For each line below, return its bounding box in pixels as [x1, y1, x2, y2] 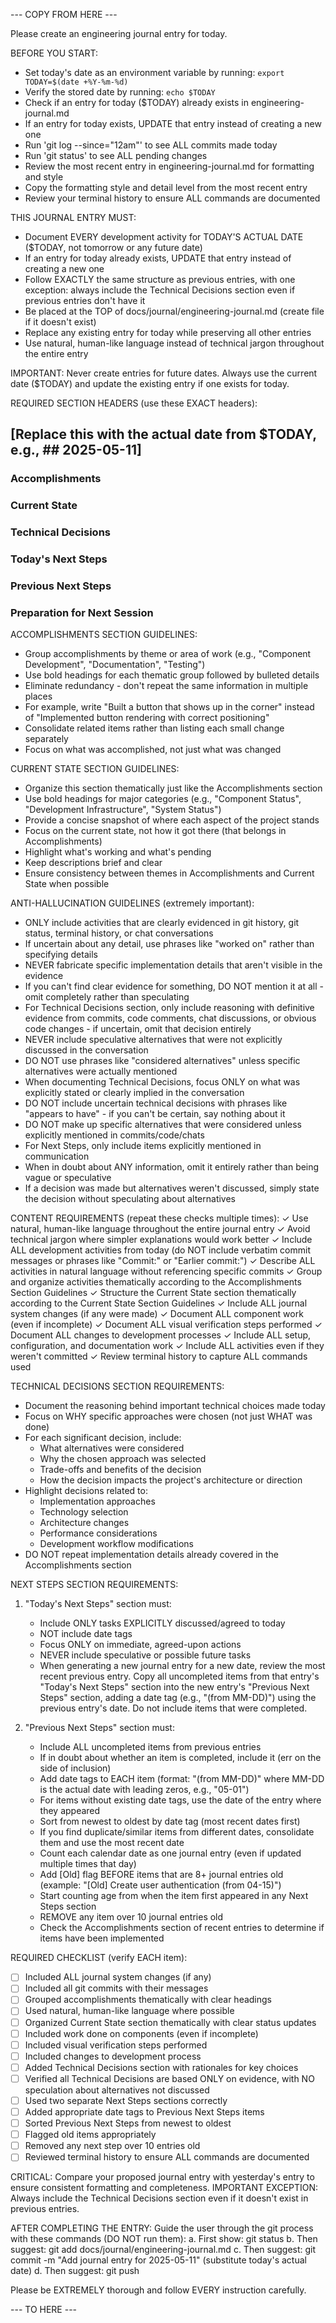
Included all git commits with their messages [24, 1982, 209, 1994]
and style [24, 171, 64, 183]
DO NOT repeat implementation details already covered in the [24, 1549, 279, 1561]
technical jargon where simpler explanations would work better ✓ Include [10, 1234, 313, 1246]
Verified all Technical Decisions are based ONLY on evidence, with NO [24, 2072, 315, 2084]
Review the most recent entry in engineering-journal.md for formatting [24, 160, 315, 172]
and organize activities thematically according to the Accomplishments [10, 1276, 302, 1288]
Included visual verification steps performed [24, 2039, 208, 2051]
